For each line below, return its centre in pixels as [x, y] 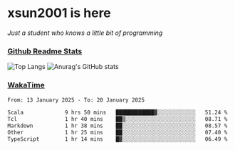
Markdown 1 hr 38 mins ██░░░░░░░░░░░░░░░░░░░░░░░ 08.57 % [117, 126]
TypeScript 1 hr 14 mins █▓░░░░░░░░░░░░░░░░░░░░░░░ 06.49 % [117, 139]
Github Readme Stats [45, 51]
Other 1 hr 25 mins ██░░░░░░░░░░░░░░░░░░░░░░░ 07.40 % [117, 133]
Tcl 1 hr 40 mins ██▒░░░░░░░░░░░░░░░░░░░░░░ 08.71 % [117, 119]
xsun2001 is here [59, 13]
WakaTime [26, 85]
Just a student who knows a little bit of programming [85, 33]
